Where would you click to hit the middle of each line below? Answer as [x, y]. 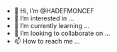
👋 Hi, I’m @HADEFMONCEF [54, 11]
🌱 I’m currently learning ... [52, 26]
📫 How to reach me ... [47, 41]
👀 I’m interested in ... [44, 18]
